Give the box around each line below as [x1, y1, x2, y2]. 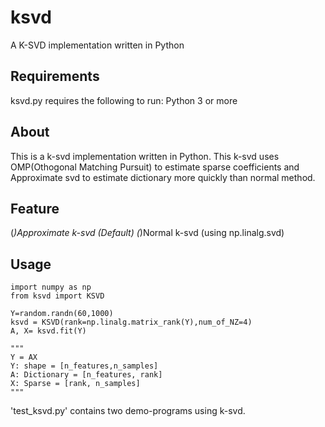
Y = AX [10, 352, 38, 363]
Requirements [10, 68, 100, 85]
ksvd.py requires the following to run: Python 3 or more [10, 94, 238, 106]
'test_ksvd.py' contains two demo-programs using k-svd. [10, 405, 246, 417]
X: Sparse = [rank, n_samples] [10, 379, 141, 389]
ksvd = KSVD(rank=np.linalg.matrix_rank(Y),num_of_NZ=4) [10, 317, 253, 328]
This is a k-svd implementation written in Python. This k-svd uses [10, 150, 280, 162]
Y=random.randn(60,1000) [10, 309, 114, 319]
